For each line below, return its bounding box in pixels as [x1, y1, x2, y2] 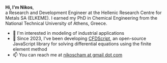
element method [12, 46, 47, 52]
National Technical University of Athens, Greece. [5, 20, 107, 26]
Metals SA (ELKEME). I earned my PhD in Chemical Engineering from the [5, 15, 158, 21]
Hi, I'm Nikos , [5, 5, 34, 10]
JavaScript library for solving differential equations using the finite [12, 41, 152, 47]
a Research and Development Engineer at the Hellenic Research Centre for [5, 10, 162, 16]
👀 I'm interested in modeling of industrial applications [12, 30, 125, 36]
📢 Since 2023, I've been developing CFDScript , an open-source [12, 35, 147, 41]
